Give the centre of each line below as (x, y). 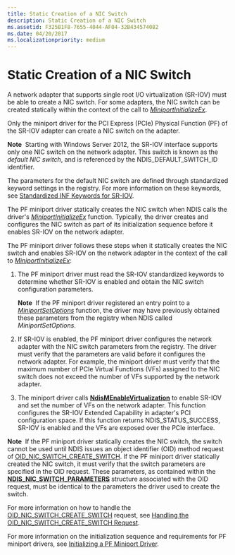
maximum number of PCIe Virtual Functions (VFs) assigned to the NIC (119, 369)
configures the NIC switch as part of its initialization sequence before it (110, 225)
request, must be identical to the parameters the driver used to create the (114, 487)
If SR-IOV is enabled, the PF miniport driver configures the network (115, 339)
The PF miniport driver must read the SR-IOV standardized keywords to (121, 274)
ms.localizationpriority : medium (56, 40)
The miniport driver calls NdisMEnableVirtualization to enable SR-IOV (119, 398)
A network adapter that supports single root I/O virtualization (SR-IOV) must (117, 95)
